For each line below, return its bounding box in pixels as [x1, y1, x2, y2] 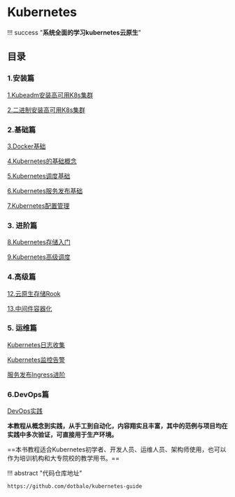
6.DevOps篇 [7, 389, 50, 399]
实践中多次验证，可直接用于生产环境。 [7, 430, 117, 439]
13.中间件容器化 [7, 304, 52, 312]
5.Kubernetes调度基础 [7, 171, 71, 180]
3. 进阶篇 [7, 220, 38, 230]
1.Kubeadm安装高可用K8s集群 [7, 90, 93, 99]
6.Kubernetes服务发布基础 [7, 186, 83, 195]
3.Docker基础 [7, 141, 46, 150]
